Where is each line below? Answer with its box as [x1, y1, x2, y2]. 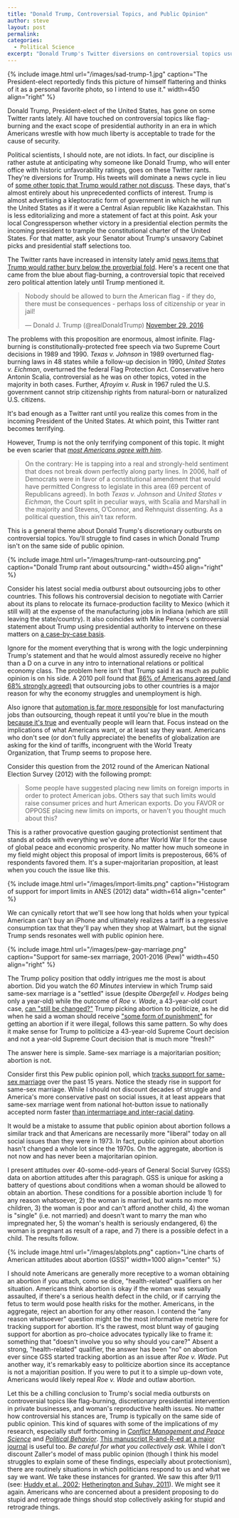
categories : [7, 37, 43, 44]
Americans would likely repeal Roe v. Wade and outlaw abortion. [7, 1375, 196, 1384]
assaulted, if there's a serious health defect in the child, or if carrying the [7, 1292, 221, 1300]
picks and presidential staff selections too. [7, 241, 132, 250]
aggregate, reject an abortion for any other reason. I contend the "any [7, 1307, 212, 1315]
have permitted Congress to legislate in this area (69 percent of [24, 482, 211, 491]
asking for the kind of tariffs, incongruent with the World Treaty [7, 740, 193, 749]
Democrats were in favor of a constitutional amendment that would [24, 474, 221, 483]
